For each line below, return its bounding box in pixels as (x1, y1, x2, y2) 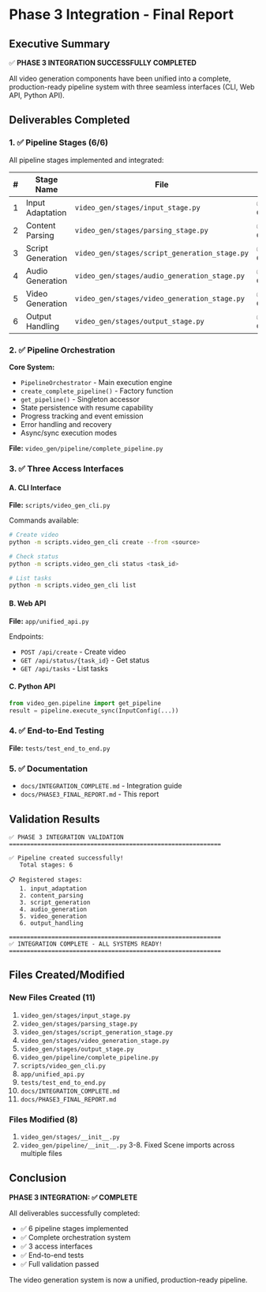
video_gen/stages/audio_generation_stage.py (74, 271, 245, 280)
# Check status (9, 552, 59, 561)
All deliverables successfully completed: (9, 1208, 140, 1218)
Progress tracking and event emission (20, 411, 144, 421)
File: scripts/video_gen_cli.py (9, 501, 111, 510)
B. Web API (9, 599, 47, 608)
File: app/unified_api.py (9, 616, 89, 625)
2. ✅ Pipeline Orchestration (9, 344, 115, 355)
